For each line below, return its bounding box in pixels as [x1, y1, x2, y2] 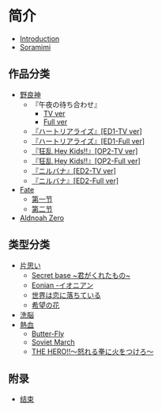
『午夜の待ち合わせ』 [31, 100, 101, 109]
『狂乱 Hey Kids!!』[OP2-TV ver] [31, 146, 138, 155]
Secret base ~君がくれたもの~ [31, 270, 131, 280]
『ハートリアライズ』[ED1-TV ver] [31, 126, 142, 135]
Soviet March [31, 337, 75, 347]
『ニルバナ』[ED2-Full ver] [31, 176, 119, 185]
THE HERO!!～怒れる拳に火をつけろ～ [31, 346, 154, 356]
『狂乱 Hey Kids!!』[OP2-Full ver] [31, 156, 141, 166]
